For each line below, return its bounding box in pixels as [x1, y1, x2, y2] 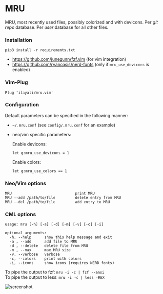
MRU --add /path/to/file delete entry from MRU [5, 196, 121, 200]
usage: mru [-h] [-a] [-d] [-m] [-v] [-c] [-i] [5, 222, 104, 227]
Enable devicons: [12, 141, 47, 147]
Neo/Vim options [5, 180, 46, 187]
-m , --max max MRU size [9, 248, 71, 253]
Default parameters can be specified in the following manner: [5, 112, 128, 118]
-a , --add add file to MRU [9, 239, 78, 244]
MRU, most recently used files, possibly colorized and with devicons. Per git [5, 19, 158, 25]
